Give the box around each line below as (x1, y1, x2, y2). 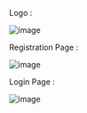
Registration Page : (9, 42, 79, 52)
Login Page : (9, 77, 56, 87)
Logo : (9, 8, 33, 18)
